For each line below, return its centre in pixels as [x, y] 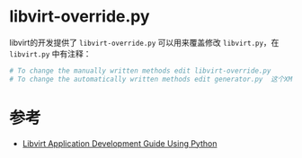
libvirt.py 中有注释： [50, 53]
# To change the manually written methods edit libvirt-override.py [140, 70]
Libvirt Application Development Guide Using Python [120, 143]
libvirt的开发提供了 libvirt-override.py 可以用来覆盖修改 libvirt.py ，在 [144, 42]
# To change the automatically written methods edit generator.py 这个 [147, 79]
